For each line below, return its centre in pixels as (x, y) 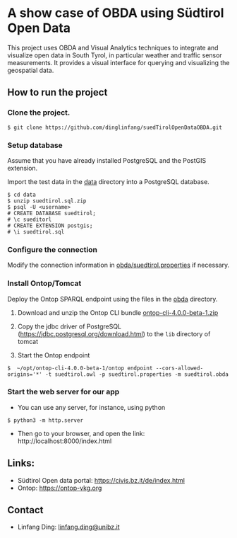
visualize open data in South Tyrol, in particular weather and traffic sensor (115, 55)
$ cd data (22, 195)
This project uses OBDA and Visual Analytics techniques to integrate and (113, 47)
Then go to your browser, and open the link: (81, 433)
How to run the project (57, 92)
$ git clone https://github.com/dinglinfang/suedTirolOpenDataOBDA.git (115, 127)
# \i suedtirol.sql (36, 231)
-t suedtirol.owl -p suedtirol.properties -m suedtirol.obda (137, 374)
